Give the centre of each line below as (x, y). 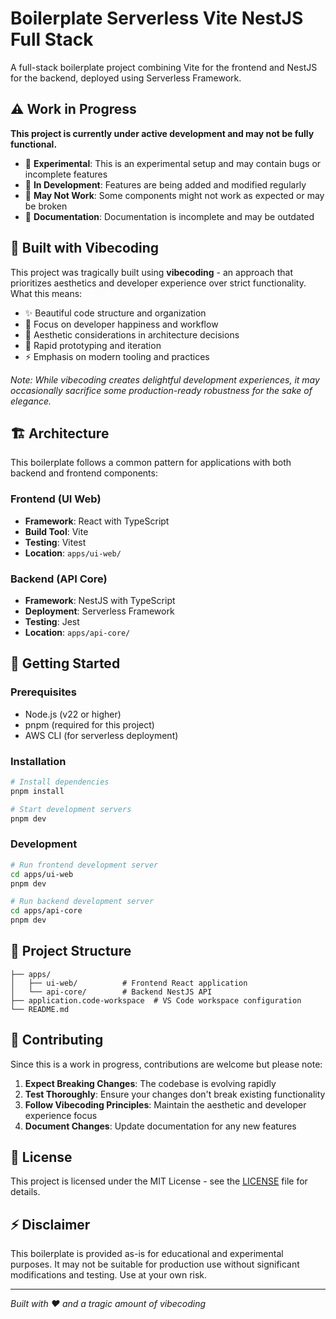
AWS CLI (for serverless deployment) (101, 735)
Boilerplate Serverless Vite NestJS (157, 18)
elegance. (31, 401)
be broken (46, 206)
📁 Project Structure (71, 951)
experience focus (61, 1115)
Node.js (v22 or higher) (73, 714)
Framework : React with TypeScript (97, 521)
